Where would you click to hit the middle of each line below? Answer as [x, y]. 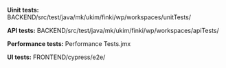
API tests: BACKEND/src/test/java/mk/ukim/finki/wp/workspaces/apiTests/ [113, 31]
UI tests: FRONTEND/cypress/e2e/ [56, 57]
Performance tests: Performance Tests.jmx [69, 44]
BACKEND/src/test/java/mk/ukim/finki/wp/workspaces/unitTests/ [99, 17]
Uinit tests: [23, 10]
